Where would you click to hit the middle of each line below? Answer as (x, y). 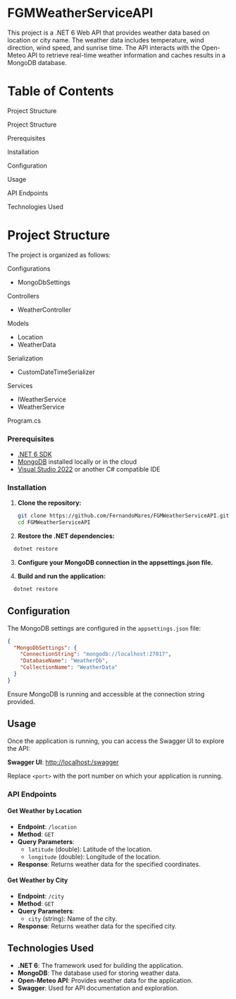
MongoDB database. (37, 62)
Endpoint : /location (47, 826)
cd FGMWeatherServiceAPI (54, 522)
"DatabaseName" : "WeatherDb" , (64, 661)
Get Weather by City (38, 880)
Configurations (29, 268)
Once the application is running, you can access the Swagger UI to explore (116, 741)
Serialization (25, 358)
